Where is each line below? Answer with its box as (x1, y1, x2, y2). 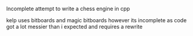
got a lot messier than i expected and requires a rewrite (6, 23, 143, 30)
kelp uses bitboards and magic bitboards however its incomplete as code (6, 17, 187, 23)
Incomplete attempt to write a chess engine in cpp (6, 5, 130, 12)
